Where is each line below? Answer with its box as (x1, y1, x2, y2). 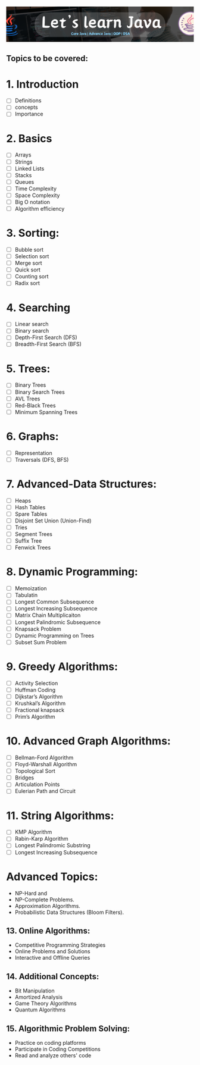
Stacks (14, 171, 32, 178)
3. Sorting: (6, 227, 60, 240)
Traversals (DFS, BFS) (14, 456, 69, 463)
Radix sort (14, 280, 40, 287)
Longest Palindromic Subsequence (14, 618, 101, 625)
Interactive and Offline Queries (14, 954, 90, 961)
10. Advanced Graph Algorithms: (6, 734, 171, 748)
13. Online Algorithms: (6, 926, 90, 936)
